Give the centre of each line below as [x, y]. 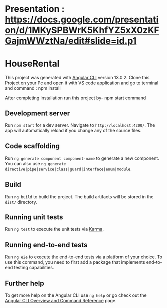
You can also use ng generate [36, 163]
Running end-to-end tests [46, 245]
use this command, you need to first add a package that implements [75, 262]
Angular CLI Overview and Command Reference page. [61, 300]
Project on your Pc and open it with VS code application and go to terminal [82, 83]
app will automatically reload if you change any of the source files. [73, 130]
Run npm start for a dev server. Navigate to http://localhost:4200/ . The [80, 125]
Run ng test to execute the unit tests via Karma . [54, 229]
